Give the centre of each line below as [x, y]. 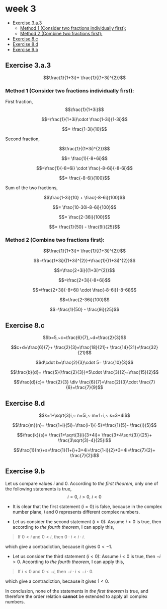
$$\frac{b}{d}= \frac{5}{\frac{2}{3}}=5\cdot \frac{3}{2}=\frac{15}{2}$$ [85, 372]
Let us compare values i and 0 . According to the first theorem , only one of [82, 483]
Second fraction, [23, 139]
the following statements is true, [38, 489]
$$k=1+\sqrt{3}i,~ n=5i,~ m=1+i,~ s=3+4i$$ [85, 415]
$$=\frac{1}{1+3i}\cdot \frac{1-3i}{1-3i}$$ [85, 120]
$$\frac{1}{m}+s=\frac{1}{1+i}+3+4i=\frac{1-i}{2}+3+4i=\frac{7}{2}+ [85, 450]
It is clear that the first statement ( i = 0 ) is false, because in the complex [87, 506]
